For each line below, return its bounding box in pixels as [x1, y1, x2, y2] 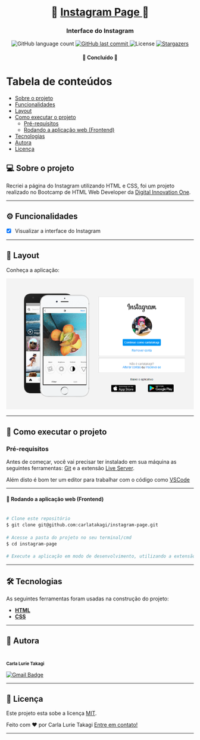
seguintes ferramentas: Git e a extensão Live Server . [6, 464, 135, 471]
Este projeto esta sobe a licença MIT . [6, 710, 97, 717]
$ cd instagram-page [6, 541, 58, 547]
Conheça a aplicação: [6, 266, 60, 273]
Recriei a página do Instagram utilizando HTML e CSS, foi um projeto [6, 182, 174, 189]
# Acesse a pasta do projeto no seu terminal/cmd [6, 534, 132, 541]
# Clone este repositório [6, 516, 70, 522]
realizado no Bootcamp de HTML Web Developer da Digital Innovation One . [6, 188, 191, 196]
